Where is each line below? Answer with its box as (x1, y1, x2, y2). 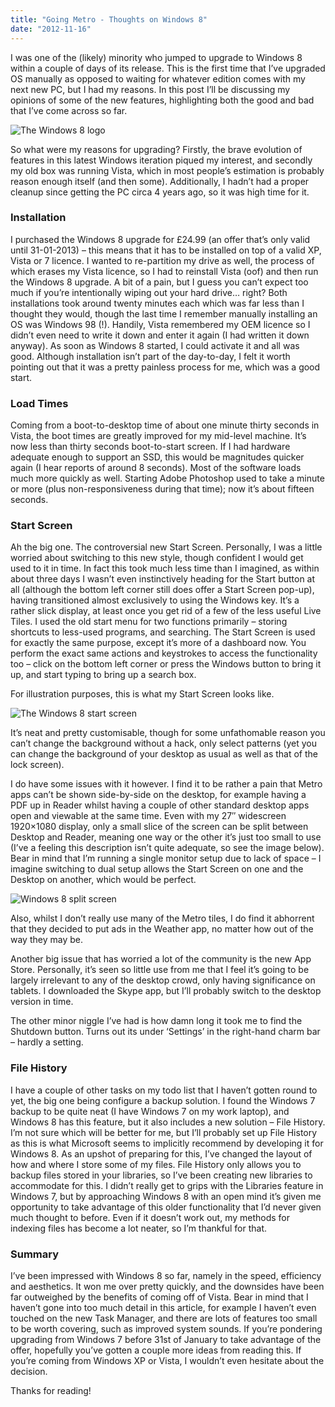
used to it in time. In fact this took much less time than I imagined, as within (10, 562, 320, 575)
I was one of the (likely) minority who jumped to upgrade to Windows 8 (10, 51, 303, 63)
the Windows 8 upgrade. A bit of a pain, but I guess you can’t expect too (10, 276, 309, 288)
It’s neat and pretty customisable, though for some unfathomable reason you (10, 727, 326, 739)
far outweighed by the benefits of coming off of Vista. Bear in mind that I (10, 1291, 309, 1303)
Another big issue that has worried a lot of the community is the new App (10, 953, 312, 965)
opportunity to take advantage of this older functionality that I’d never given (10, 1201, 322, 1213)
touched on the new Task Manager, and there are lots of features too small (10, 1312, 318, 1324)
